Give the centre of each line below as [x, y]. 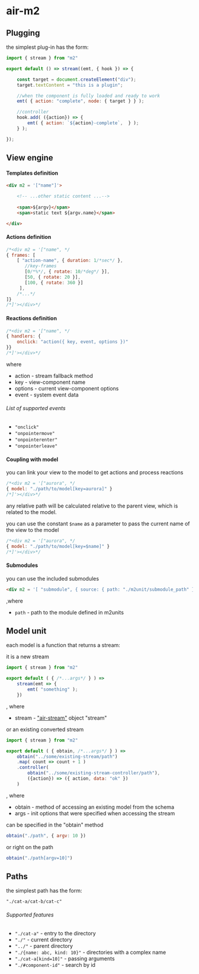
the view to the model [33, 529]
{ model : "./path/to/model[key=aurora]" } [59, 489]
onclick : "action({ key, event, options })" [73, 342]
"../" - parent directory [44, 945]
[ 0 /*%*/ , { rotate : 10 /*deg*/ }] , [67, 272]
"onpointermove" [35, 434]
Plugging [23, 33]
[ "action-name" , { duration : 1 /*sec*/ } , [70, 261]
